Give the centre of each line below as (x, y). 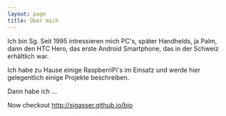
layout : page (27, 14)
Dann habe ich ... (32, 91)
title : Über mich (33, 21)
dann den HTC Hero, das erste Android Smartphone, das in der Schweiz (113, 48)
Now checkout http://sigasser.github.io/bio (70, 105)
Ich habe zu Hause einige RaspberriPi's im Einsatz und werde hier (104, 70)
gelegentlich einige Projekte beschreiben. (68, 77)
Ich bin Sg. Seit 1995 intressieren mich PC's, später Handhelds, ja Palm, (112, 41)
